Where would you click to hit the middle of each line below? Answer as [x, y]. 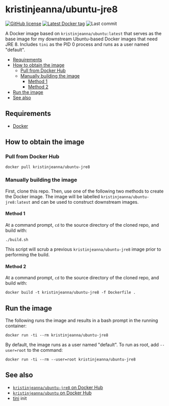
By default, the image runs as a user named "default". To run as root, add [82, 344]
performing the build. [28, 254]
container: [16, 326]
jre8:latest [18, 202]
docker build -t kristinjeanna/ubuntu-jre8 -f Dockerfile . [71, 293]
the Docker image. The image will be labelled [53, 196]
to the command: [45, 350]
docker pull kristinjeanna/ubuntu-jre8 [48, 167]
